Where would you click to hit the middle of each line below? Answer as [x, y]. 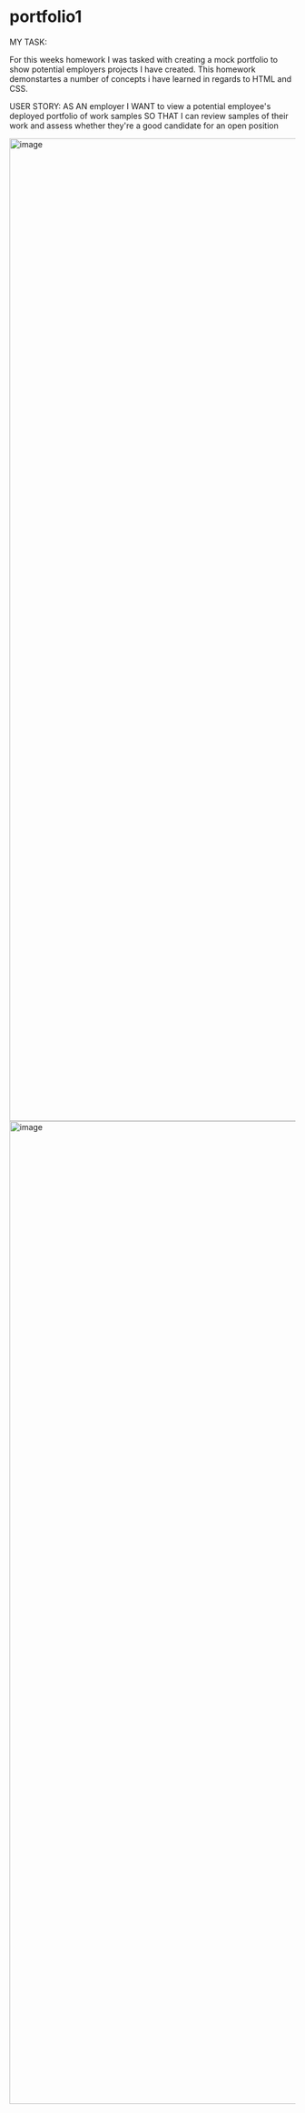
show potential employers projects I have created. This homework [133, 69]
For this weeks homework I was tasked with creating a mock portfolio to [144, 59]
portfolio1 [46, 17]
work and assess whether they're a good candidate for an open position [144, 126]
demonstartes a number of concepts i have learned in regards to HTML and [151, 78]
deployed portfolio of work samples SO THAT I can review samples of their [149, 116]
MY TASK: [29, 42]
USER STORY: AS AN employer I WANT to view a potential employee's [140, 106]
